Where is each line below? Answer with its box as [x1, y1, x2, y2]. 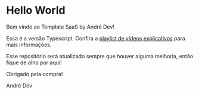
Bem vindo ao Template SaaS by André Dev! [6, 23, 115, 30]
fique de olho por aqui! [6, 59, 62, 66]
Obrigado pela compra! [6, 70, 63, 77]
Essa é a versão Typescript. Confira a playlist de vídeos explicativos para [6, 35, 186, 42]
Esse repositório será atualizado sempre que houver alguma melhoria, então [6, 52, 194, 59]
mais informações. [6, 41, 52, 48]
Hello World [6, 4, 66, 17]
